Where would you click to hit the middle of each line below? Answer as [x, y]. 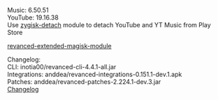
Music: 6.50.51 [28, 10]
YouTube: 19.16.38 [33, 17]
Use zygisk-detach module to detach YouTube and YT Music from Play [109, 25]
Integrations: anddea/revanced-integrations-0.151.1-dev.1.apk [95, 74]
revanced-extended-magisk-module [59, 46]
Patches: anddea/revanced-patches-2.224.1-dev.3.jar [84, 82]
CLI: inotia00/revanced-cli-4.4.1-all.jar [62, 67]
